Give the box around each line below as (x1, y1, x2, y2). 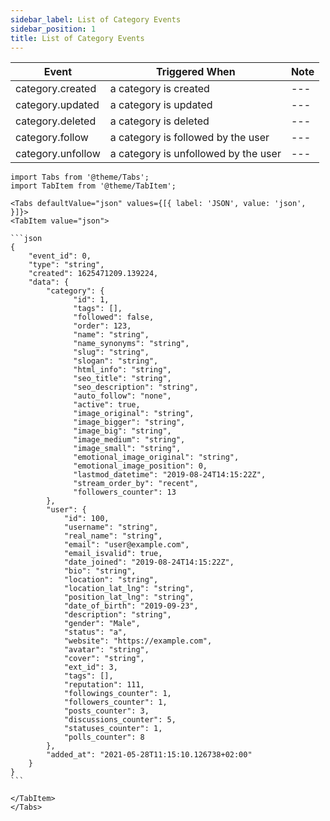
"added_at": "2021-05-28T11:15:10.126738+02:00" (46, 750, 253, 760)
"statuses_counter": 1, (63, 724, 163, 734)
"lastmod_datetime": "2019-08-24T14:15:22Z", (73, 470, 267, 480)
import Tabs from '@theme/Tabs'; (10, 172, 150, 183)
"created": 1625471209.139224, (28, 269, 159, 279)
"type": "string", (28, 260, 105, 270)
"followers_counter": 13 (73, 487, 177, 498)
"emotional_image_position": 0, (73, 461, 208, 471)
